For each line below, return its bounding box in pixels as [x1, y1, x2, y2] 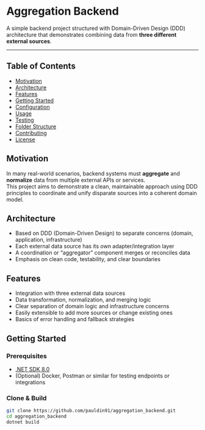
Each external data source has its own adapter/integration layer [15, 243, 175, 250]
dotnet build [6, 419, 40, 425]
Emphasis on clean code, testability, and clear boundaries [15, 256, 160, 263]
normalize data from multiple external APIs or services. [6, 176, 145, 183]
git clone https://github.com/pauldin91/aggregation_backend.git [6, 408, 176, 414]
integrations [15, 378, 46, 386]
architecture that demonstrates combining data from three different [6, 31, 177, 38]
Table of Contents [6, 61, 76, 72]
